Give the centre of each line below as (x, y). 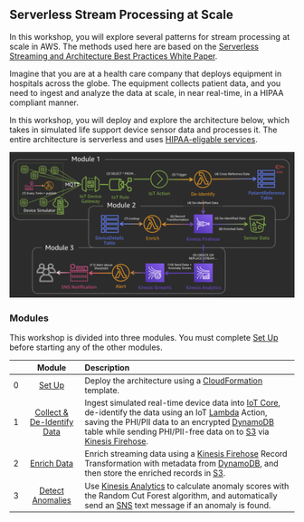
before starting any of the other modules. (86, 347)
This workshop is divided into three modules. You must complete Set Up (144, 338)
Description (107, 367)
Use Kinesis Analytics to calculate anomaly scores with (187, 486)
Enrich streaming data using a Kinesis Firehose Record (186, 454)
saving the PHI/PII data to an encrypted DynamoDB (179, 422)
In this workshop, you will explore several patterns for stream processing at (150, 36)
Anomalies (52, 500)
